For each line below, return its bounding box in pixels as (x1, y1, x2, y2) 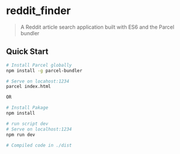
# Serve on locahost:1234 (6, 78, 69, 84)
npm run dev (6, 132, 35, 138)
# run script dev (6, 121, 49, 126)
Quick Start (6, 47, 49, 57)
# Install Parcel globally (6, 62, 72, 68)
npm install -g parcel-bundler (6, 67, 83, 74)
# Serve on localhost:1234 (6, 126, 72, 132)
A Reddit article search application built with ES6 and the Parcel (20, 23, 175, 30)
